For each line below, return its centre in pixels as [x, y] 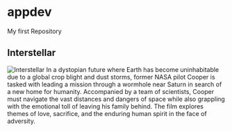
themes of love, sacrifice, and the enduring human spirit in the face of [107, 113]
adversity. [22, 121]
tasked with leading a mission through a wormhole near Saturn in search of [115, 84]
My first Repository [35, 31]
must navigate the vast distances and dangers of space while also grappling [116, 99]
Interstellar [32, 53]
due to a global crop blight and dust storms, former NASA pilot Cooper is [111, 77]
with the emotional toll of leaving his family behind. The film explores [105, 106]
